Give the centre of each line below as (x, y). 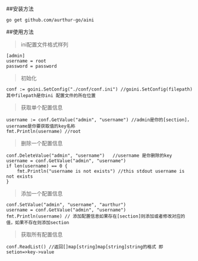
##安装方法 (20, 9)
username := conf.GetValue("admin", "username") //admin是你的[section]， (99, 120)
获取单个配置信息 (42, 107)
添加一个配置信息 (42, 193)
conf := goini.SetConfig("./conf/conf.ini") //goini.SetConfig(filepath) (100, 89)
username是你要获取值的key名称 (41, 126)
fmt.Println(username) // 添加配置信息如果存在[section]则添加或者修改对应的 (96, 216)
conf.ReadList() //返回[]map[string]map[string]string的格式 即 (85, 247)
